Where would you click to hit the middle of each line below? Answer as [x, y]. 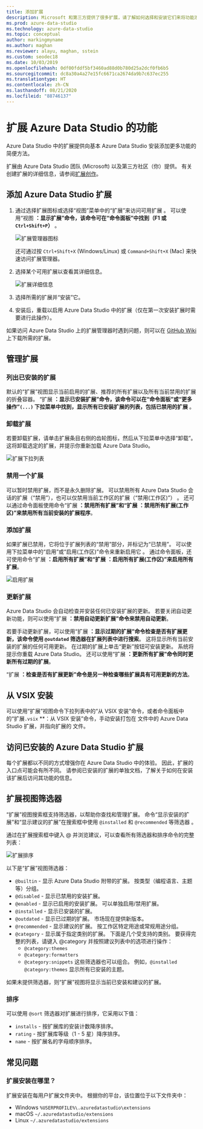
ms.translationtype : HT [36, 79]
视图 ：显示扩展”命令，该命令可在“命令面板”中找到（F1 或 [95, 217]
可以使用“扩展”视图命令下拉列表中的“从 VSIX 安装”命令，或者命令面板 [93, 711]
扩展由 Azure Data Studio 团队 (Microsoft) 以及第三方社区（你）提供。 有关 [99, 166]
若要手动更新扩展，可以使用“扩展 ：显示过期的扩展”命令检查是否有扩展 [94, 631]
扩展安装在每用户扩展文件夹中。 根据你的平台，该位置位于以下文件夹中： [97, 1095]
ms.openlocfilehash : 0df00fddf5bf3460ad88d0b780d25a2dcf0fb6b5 [88, 68]
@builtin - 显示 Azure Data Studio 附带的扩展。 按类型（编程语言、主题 [104, 881]
